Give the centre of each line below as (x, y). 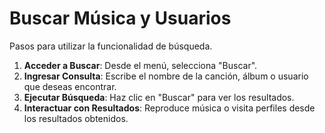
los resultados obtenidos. (76, 118)
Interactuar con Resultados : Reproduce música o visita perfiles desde (169, 108)
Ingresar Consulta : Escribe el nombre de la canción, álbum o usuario (166, 76)
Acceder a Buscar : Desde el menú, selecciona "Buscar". (140, 65)
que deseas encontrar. (70, 86)
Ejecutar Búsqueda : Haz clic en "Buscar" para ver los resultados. (159, 97)
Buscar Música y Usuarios (120, 18)
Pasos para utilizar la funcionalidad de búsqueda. (111, 46)
